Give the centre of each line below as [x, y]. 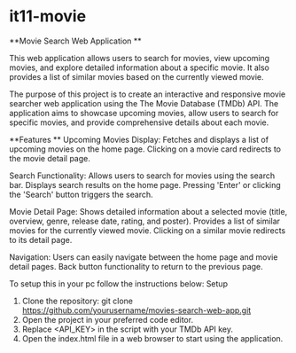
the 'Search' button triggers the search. [81, 194]
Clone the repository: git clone [77, 301]
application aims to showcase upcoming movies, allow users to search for [144, 113]
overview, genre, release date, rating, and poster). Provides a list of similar [145, 221]
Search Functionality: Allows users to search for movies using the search [142, 176]
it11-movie [48, 16]
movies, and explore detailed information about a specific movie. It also [140, 67]
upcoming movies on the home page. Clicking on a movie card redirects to [145, 149]
